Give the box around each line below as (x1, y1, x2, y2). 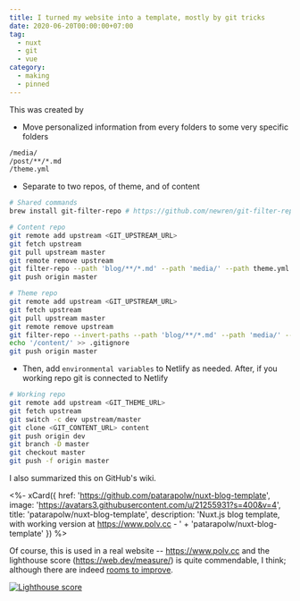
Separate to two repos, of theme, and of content (21, 181, 201, 192)
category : (9, 63, 46, 72)
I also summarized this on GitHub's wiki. (9, 473, 156, 483)
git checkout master (9, 448, 87, 457)
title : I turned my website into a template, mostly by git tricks (9, 13, 266, 22)
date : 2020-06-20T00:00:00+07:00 (9, 21, 134, 30)
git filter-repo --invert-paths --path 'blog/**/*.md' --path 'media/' (9, 330, 281, 340)
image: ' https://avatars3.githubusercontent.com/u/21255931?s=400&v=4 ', (9, 500, 281, 510)
